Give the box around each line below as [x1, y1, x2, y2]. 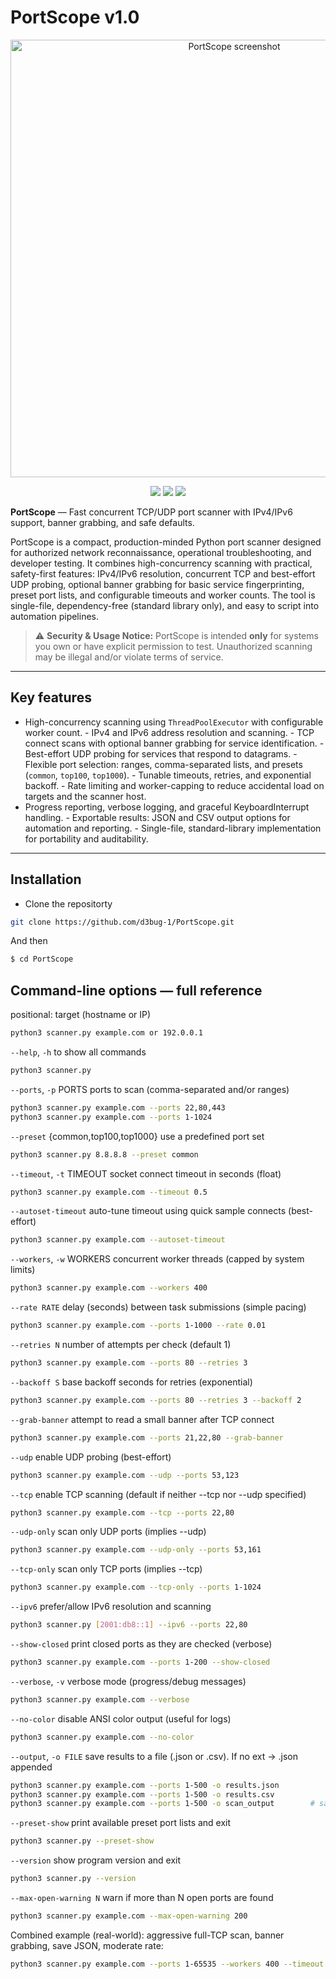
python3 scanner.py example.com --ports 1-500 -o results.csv [10, 1789, 275, 1800]
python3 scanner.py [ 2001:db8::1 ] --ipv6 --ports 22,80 [10, 1620, 248, 1630]
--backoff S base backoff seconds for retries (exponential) [10, 1376, 253, 1388]
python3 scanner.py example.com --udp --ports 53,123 [10, 1470, 240, 1480]
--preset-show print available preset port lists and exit [10, 1817, 232, 1829]
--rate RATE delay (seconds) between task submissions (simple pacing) [10, 1301, 307, 1313]
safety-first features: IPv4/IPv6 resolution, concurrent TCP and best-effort [10, 567, 316, 580]
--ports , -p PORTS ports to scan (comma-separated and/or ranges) [10, 1083, 290, 1095]
